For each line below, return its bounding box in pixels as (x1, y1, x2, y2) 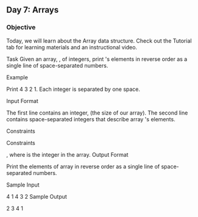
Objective (6, 23, 36, 32)
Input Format (6, 97, 38, 104)
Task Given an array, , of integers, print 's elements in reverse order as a (6, 55, 188, 63)
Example (6, 73, 29, 81)
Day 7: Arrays (6, 5, 59, 15)
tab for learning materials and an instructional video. (6, 43, 138, 51)
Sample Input (6, 181, 40, 188)
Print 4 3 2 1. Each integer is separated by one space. (6, 85, 141, 93)
